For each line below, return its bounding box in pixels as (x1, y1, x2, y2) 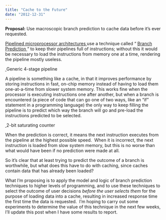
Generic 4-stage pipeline (6, 66, 58, 72)
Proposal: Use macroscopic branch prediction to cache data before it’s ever (5, 25, 161, 31)
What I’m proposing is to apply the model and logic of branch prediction (5, 177, 153, 183)
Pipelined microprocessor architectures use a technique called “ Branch (5, 40, 153, 46)
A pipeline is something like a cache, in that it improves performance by (5, 75, 152, 81)
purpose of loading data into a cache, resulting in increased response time (5, 193, 158, 199)
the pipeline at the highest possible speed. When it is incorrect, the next (5, 137, 154, 143)
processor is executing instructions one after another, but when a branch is (5, 91, 159, 97)
